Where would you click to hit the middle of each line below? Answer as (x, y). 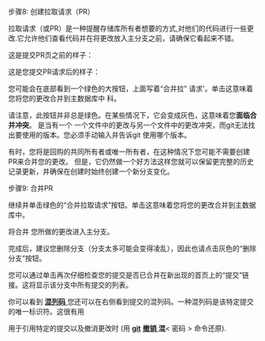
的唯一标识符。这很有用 (46, 311)
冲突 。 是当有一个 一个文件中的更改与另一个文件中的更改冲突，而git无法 (131, 125)
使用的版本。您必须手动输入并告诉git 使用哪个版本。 (106, 135)
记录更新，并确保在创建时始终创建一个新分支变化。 (91, 171)
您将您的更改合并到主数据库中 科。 (64, 98)
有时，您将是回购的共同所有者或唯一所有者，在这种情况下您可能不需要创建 (129, 152)
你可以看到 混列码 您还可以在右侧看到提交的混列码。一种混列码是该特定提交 (131, 302)
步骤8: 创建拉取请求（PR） (51, 11)
